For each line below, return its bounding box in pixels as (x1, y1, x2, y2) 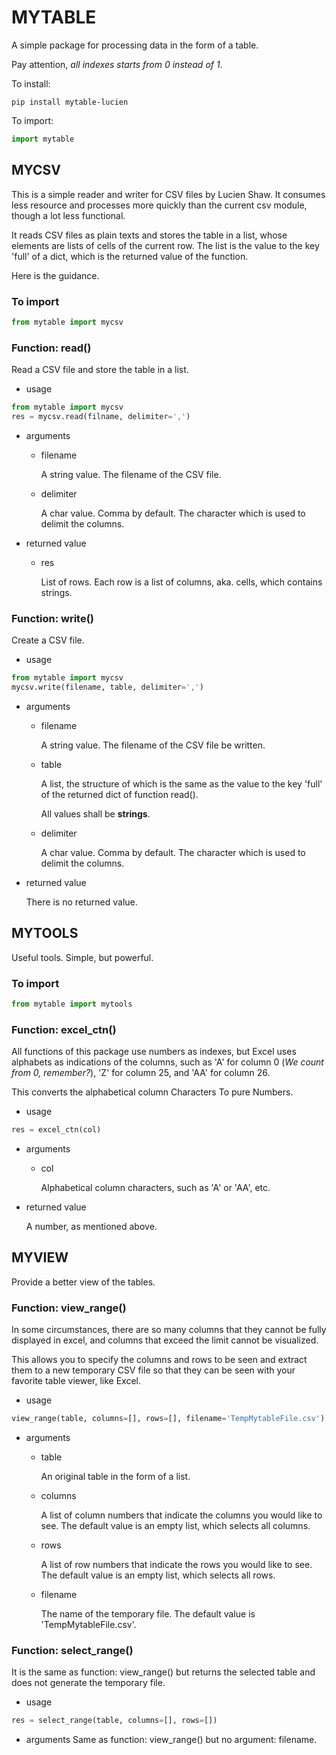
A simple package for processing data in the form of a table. (11, 39, 259, 51)
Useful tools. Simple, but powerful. (11, 951, 154, 963)
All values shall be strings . (40, 807, 151, 820)
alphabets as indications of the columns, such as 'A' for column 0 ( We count (11, 1056, 324, 1068)
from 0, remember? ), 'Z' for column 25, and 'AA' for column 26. (11, 1067, 271, 1079)
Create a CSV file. (11, 634, 85, 646)
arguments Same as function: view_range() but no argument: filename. (25, 1734, 318, 1746)
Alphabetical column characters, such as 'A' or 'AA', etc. (40, 1182, 271, 1194)
